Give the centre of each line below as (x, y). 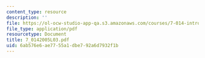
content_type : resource (37, 12)
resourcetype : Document (37, 34)
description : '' (27, 18)
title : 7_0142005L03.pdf (38, 40)
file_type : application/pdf (42, 29)
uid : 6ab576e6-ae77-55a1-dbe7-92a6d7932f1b (63, 46)
